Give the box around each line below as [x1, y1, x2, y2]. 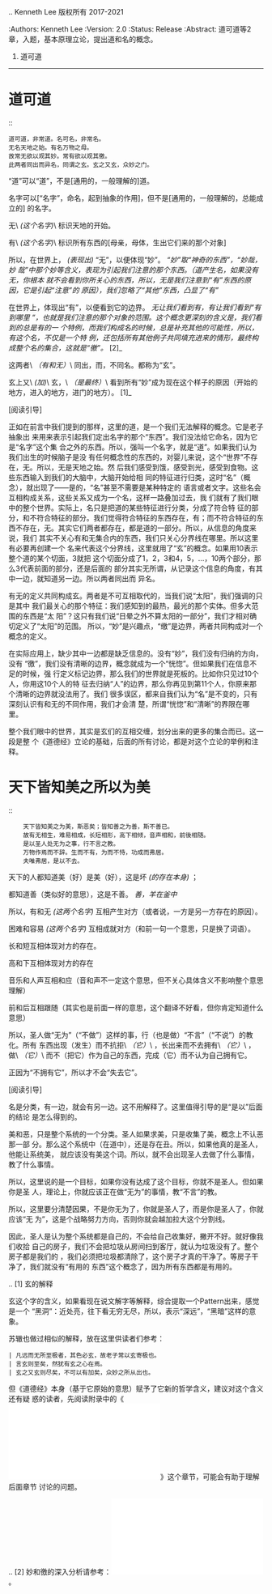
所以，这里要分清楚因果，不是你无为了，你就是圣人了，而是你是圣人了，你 [8, 1204, 257, 1214]
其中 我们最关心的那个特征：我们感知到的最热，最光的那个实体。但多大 [15, 601, 252, 610]
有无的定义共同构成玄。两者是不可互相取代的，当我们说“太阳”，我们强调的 [8, 590, 257, 601]
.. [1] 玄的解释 [8, 1278, 53, 1289]
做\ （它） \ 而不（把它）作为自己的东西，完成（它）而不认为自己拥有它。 [8, 1050, 252, 1060]
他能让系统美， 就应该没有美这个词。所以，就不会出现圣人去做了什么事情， [8, 1149, 259, 1159]
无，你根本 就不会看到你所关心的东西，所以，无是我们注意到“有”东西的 [8, 274, 244, 285]
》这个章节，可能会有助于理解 [160, 1472, 260, 1481]
